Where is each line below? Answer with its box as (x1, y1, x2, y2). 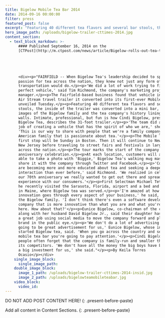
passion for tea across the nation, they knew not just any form (18, 79, 155, 84)
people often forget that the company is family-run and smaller (18, 238, 155, 243)
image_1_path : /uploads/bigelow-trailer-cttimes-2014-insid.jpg (18, 270, 153, 275)
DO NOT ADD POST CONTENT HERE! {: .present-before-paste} (5, 297, 134, 303)
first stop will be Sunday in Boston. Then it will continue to (18, 138, 153, 143)
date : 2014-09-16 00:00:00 (5, 12, 60, 17)
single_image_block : (14, 257, 56, 262)
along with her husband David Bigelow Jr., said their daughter (18, 211, 153, 216)
